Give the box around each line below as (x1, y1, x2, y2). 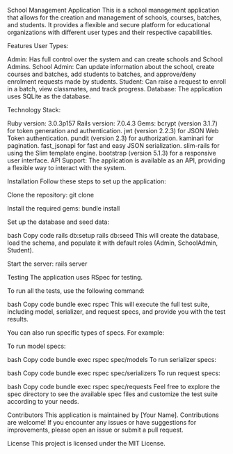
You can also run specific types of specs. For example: (7, 328, 165, 337)
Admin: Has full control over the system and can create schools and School (7, 55, 223, 63)
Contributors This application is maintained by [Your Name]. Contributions (7, 411, 219, 419)
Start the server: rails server (7, 259, 88, 268)
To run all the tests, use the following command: (7, 287, 145, 295)
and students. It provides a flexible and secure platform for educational (7, 21, 211, 29)
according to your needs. (7, 398, 79, 405)
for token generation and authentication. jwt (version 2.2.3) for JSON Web (7, 127, 219, 135)
